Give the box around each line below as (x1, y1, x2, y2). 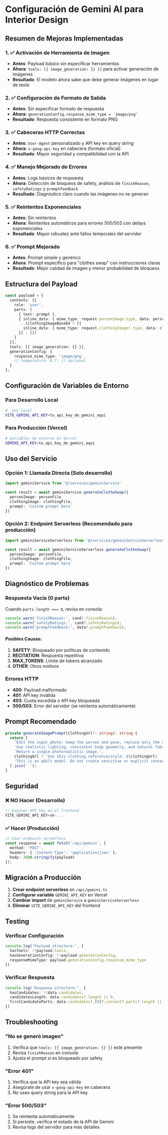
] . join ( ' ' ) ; (9, 763, 37, 768)
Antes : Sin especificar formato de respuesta (12, 106, 104, 112)
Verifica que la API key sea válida (12, 1079, 81, 1085)
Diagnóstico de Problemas (5, 580, 89, 588)
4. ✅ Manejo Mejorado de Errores (5, 163, 87, 170)
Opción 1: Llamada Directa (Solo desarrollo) (5, 469, 112, 476)
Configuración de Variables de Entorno (5, 382, 129, 390)
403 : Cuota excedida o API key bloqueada (12, 697, 100, 703)
